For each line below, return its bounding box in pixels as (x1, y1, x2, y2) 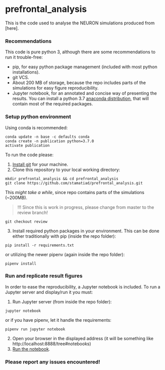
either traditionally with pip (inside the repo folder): (12, 233, 116, 239)
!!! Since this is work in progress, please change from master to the (17, 204, 155, 210)
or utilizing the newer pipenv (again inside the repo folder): (5, 251, 125, 257)
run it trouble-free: (5, 54, 43, 60)
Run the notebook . (12, 346, 51, 352)
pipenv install (5, 261, 37, 266)
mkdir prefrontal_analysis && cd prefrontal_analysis (5, 176, 119, 181)
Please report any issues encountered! (5, 358, 101, 365)
